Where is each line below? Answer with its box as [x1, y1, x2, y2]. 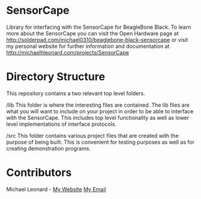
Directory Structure [6, 70, 106, 84]
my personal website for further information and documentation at [6, 43, 170, 50]
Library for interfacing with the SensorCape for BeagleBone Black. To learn [6, 23, 191, 31]
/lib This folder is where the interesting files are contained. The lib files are [6, 101, 190, 108]
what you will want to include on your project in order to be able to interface [6, 107, 194, 114]
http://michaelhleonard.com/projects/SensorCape [6, 49, 129, 56]
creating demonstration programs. [6, 144, 91, 152]
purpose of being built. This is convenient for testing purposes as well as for [6, 138, 195, 146]
